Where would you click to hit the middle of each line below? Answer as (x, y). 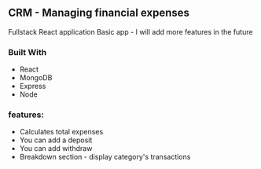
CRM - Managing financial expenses (99, 13)
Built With (28, 52)
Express (33, 86)
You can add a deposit (56, 140)
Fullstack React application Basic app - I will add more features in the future (130, 31)
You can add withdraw (56, 149)
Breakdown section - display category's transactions (105, 157)
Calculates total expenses (61, 132)
